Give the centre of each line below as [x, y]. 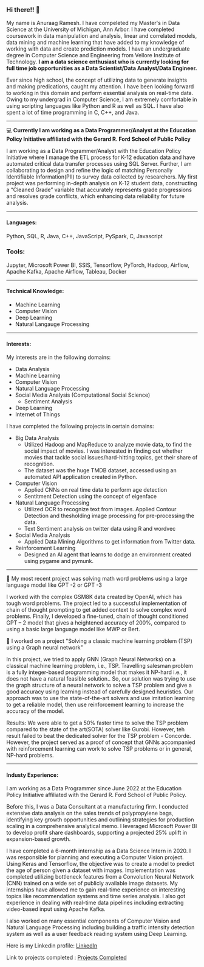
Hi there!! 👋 [23, 10]
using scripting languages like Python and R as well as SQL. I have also [95, 106]
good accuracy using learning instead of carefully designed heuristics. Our [100, 692]
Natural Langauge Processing [52, 324]
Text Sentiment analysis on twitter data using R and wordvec [100, 529]
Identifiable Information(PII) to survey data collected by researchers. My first [102, 177]
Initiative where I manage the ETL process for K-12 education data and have [101, 157]
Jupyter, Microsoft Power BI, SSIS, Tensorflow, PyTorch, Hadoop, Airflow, [98, 265]
